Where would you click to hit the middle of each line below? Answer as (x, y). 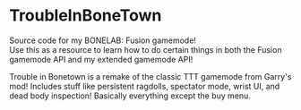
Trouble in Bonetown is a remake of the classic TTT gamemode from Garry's (150, 76)
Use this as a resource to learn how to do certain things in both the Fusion (146, 49)
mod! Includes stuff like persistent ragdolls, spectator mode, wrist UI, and (145, 86)
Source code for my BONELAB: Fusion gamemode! (103, 40)
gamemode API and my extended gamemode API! (101, 59)
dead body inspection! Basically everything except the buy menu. (130, 96)
